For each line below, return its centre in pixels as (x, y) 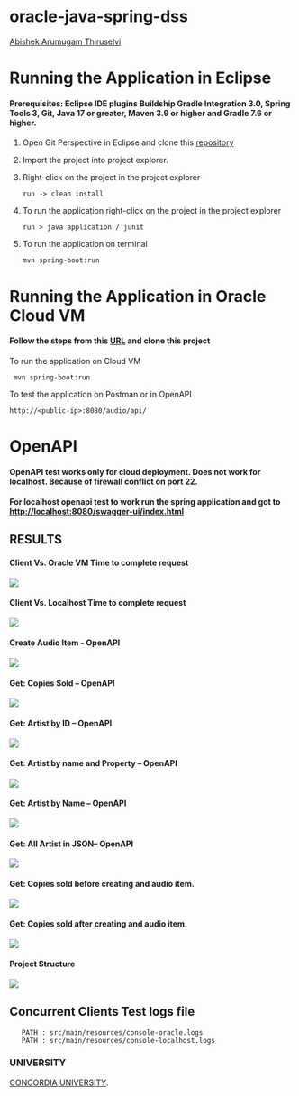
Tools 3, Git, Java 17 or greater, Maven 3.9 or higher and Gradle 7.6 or (140, 113)
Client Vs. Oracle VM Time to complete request (99, 563)
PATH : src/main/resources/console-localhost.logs (118, 1040)
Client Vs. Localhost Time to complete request (98, 603)
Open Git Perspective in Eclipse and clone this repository (128, 142)
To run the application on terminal (85, 244)
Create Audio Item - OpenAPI (65, 643)
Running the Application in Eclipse (140, 78)
